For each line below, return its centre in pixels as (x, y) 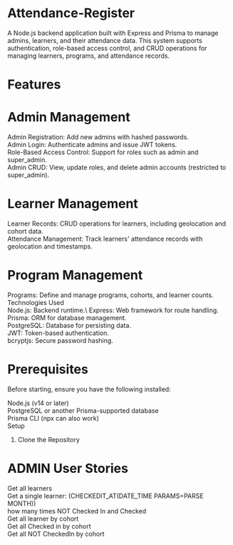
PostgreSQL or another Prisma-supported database (83, 410)
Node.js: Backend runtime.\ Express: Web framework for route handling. (113, 310)
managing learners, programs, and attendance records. (88, 56)
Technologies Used (36, 302)
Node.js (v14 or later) (38, 403)
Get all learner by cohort (43, 519)
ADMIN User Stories (68, 469)
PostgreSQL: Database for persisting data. (69, 325)
